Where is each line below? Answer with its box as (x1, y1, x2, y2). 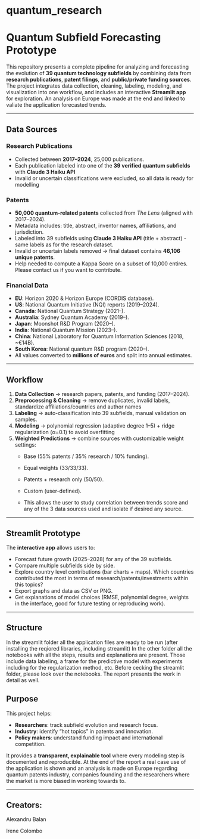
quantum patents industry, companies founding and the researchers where (6, 770, 190, 778)
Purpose (6, 694, 39, 704)
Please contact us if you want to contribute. (14, 267, 122, 274)
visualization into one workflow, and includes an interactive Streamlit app (6, 89, 186, 96)
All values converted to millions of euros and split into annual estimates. (14, 352, 192, 359)
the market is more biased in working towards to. (6, 777, 126, 784)
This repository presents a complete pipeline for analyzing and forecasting (6, 63, 189, 70)
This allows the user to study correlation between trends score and (23, 499, 189, 506)
